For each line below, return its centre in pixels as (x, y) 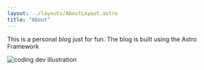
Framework (23, 46)
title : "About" (29, 20)
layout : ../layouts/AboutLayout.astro (63, 13)
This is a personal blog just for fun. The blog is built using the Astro (102, 39)
